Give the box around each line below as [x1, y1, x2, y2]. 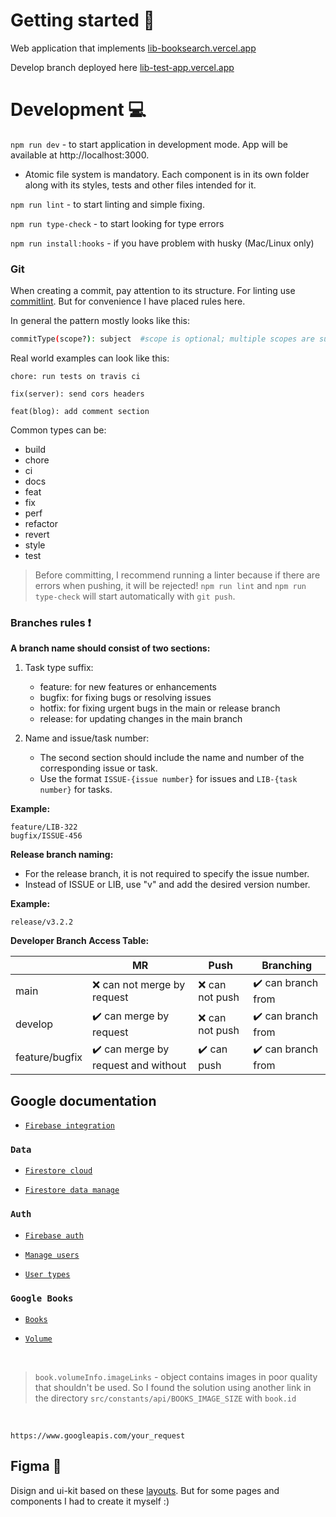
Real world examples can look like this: [10, 352, 170, 364]
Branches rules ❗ [10, 615, 92, 629]
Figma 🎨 [10, 1458, 62, 1475]
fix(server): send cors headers [10, 389, 145, 399]
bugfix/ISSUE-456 [10, 831, 83, 841]
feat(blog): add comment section [10, 407, 150, 417]
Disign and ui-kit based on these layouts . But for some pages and [10, 1484, 280, 1496]
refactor [24, 518, 58, 530]
